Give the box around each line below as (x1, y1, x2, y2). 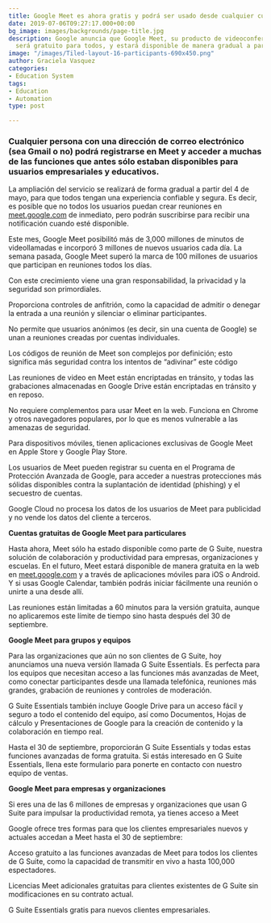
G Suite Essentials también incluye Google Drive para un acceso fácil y (8, 701, 244, 711)
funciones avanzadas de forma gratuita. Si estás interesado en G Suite (8, 751, 243, 761)
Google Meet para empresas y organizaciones (8, 784, 166, 794)
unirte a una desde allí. (8, 587, 84, 596)
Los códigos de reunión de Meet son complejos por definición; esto (8, 348, 233, 358)
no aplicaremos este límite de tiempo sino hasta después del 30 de (8, 611, 231, 621)
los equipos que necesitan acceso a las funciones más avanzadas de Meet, (8, 668, 260, 678)
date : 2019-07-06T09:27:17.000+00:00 (8, 19, 135, 27)
